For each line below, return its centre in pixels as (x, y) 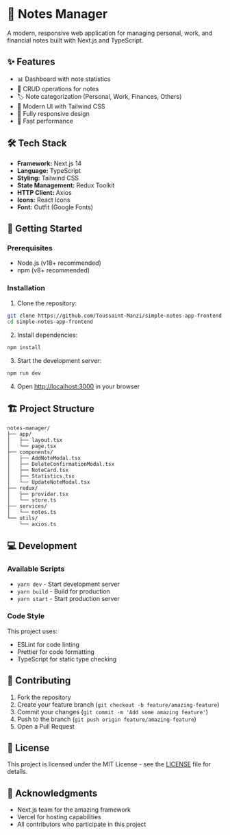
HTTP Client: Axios (44, 192)
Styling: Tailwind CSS (48, 178)
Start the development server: (59, 361)
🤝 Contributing (39, 681)
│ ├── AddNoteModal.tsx (44, 458)
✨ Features (31, 62)
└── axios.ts (38, 524)
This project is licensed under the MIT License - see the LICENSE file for (109, 764)
